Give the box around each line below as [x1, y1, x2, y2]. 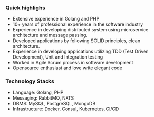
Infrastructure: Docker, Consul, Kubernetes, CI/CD [12, 106, 119, 112]
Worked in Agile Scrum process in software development [12, 60, 133, 66]
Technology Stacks [5, 77, 55, 85]
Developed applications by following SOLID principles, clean [12, 37, 140, 44]
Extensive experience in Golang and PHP [12, 16, 100, 22]
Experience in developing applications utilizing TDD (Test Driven [12, 48, 149, 55]
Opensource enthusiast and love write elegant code [12, 65, 122, 71]
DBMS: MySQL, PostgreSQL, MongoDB [12, 100, 96, 106]
